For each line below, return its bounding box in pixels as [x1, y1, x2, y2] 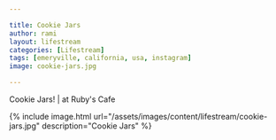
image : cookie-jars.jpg [9, 62, 97, 71]
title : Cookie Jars [9, 20, 81, 29]
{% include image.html [9, 112, 92, 121]
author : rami [9, 28, 57, 38]
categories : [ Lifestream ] [9, 45, 104, 54]
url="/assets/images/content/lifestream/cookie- [93, 112, 268, 121]
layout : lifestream [9, 37, 81, 46]
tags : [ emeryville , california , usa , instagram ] [9, 54, 192, 63]
